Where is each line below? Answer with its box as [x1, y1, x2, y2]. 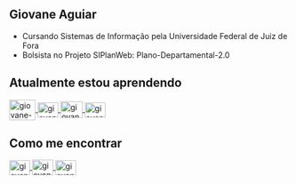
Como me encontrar [9, 136, 123, 151]
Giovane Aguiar [9, 7, 98, 22]
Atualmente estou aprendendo [9, 76, 182, 91]
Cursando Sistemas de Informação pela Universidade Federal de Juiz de [21, 30, 288, 41]
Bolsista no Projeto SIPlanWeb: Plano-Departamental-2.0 [21, 49, 230, 60]
